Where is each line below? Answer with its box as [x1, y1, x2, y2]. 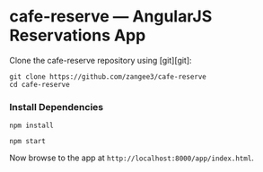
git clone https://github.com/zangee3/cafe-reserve [9, 72, 206, 82]
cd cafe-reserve [9, 80, 70, 89]
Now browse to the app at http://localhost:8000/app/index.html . [9, 152, 254, 163]
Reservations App [9, 25, 146, 46]
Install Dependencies [9, 100, 104, 113]
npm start [9, 137, 47, 146]
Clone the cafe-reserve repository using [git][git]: [9, 55, 192, 65]
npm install [9, 121, 54, 131]
